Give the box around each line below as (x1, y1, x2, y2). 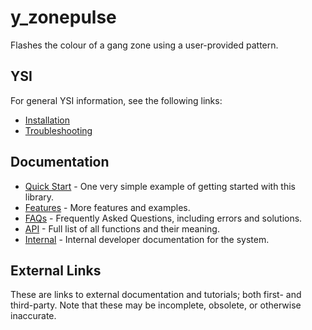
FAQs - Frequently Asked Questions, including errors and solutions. (24, 212, 303, 224)
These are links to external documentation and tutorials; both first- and (10, 289, 302, 301)
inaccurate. (10, 310, 57, 322)
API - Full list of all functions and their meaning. (24, 222, 220, 235)
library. (24, 191, 55, 203)
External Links (10, 262, 102, 279)
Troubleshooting (24, 124, 93, 136)
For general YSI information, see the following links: (10, 94, 223, 106)
